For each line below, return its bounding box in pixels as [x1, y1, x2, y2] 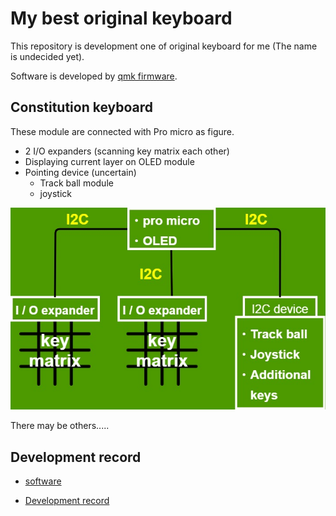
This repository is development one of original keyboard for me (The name [10, 40, 318, 52]
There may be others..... [10, 420, 110, 432]
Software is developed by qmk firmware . [10, 70, 178, 82]
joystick [39, 187, 73, 199]
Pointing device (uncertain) [24, 166, 137, 178]
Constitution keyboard [10, 99, 154, 116]
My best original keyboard [10, 7, 233, 30]
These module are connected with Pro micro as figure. [10, 125, 235, 137]
